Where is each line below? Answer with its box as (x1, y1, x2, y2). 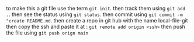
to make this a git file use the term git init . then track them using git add (6, 5, 186, 12)
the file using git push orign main (6, 29, 89, 36)
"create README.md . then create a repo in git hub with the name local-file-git (6, 17, 188, 24)
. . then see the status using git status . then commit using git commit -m (6, 11, 183, 18)
